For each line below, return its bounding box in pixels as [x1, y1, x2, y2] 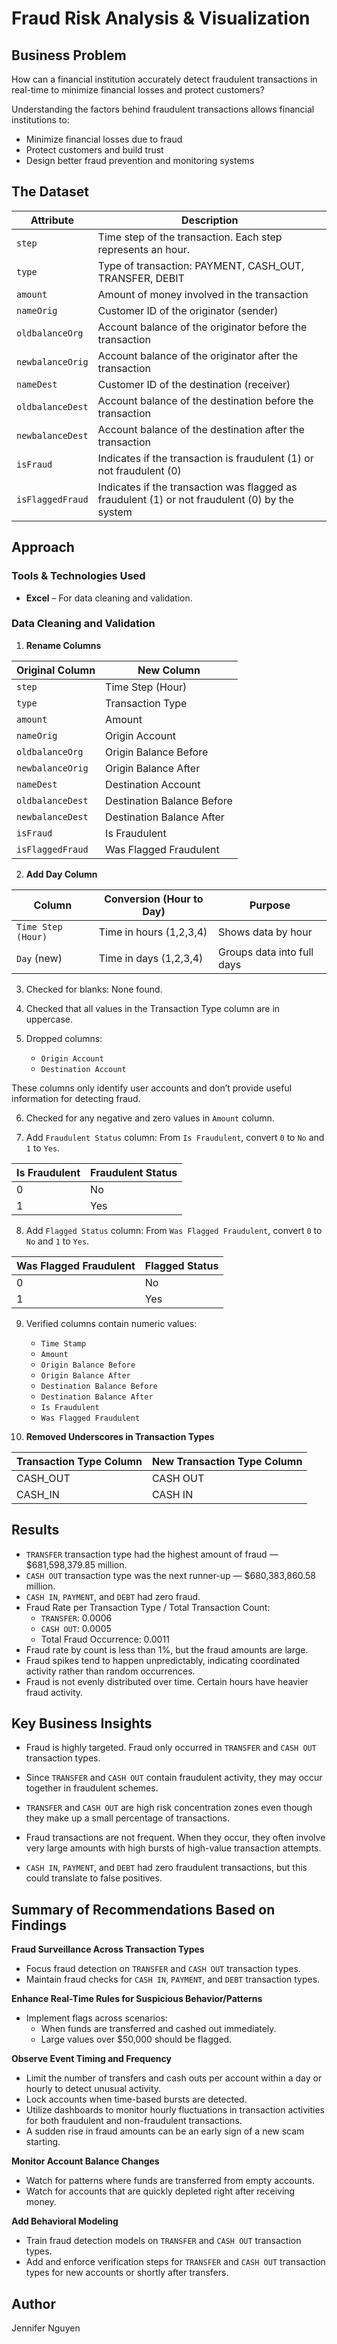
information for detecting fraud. [11, 1092, 141, 1104]
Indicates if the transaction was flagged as [97, 480, 298, 494]
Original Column [16, 663, 96, 677]
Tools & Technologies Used [11, 569, 146, 583]
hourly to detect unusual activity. [25, 2083, 162, 2095]
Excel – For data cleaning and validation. [25, 592, 193, 604]
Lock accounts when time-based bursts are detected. [25, 2093, 248, 2106]
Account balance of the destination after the [97, 422, 305, 436]
